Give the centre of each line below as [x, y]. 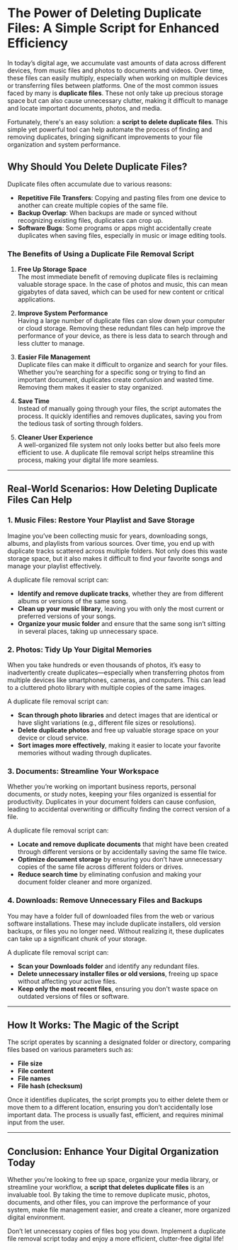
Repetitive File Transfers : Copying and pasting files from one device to [122, 197]
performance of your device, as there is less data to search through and [123, 336]
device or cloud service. [53, 738]
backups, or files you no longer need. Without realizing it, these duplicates [116, 931]
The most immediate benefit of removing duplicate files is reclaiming [118, 277]
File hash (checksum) [50, 1086]
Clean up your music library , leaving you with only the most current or [121, 608]
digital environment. [36, 1217]
